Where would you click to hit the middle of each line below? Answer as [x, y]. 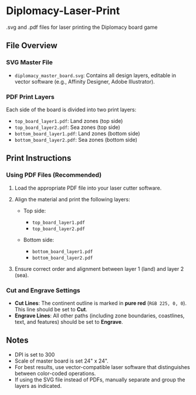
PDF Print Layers [30, 97]
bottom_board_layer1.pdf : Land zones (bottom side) [77, 133]
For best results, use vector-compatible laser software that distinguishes [102, 367]
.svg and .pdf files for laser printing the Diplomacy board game [82, 27]
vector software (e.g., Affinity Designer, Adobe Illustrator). [85, 81]
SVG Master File [29, 62]
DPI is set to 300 [35, 354]
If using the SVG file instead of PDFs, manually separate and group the [100, 379]
